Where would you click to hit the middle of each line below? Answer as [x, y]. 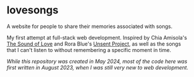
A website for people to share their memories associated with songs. [89, 26]
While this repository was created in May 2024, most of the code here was [97, 61]
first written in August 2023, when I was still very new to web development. [98, 67]
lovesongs [33, 10]
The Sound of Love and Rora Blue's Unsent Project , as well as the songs [94, 44]
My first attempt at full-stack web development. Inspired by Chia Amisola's [97, 37]
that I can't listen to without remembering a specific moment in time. [89, 50]
